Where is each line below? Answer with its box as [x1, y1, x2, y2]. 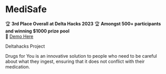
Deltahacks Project [5, 43, 45, 49]
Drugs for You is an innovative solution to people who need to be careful [5, 53, 157, 59]
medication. [5, 63, 31, 69]
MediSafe [5, 4, 47, 15]
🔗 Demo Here [5, 33, 34, 39]
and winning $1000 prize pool [5, 28, 70, 34]
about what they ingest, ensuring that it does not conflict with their [5, 58, 145, 64]
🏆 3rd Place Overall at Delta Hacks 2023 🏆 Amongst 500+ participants [5, 20, 161, 26]
